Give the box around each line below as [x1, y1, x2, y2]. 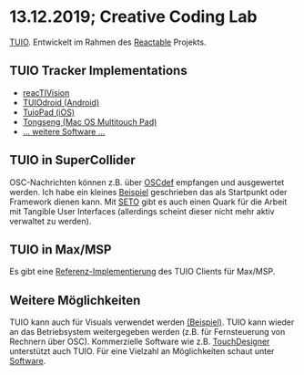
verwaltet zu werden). [9, 215, 92, 226]
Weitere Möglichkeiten [9, 292, 141, 307]
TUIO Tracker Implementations [9, 63, 188, 78]
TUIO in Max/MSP [9, 242, 112, 257]
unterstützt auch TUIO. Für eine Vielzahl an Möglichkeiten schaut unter [9, 346, 275, 357]
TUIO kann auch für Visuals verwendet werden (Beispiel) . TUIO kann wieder [9, 317, 295, 328]
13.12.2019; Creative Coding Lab [9, 6, 258, 27]
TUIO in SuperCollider [9, 152, 137, 168]
